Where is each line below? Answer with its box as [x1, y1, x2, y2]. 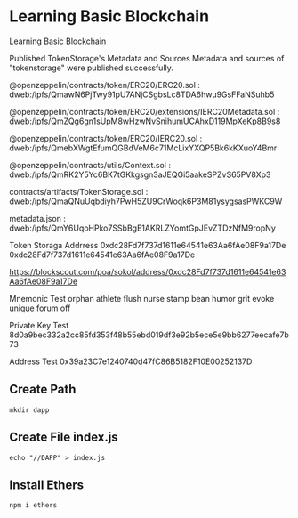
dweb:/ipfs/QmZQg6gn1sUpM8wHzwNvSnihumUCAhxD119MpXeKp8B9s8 [9, 116, 281, 126]
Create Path [9, 382, 77, 397]
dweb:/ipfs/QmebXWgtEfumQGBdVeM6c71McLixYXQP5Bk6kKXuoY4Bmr [9, 142, 278, 153]
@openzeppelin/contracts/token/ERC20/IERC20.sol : [9, 133, 203, 143]
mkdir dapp [9, 405, 50, 415]
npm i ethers [9, 501, 58, 510]
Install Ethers [9, 477, 85, 492]
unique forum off [9, 303, 71, 313]
